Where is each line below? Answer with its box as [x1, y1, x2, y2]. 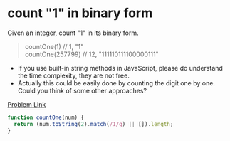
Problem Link [7, 100, 46, 108]
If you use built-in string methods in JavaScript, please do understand [17, 63, 223, 72]
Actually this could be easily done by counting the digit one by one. [17, 78, 216, 87]
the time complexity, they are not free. [17, 71, 130, 80]
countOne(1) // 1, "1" [24, 42, 84, 51]
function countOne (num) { [7, 114, 84, 121]
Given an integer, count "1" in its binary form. [7, 28, 139, 37]
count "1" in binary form [7, 5, 153, 21]
